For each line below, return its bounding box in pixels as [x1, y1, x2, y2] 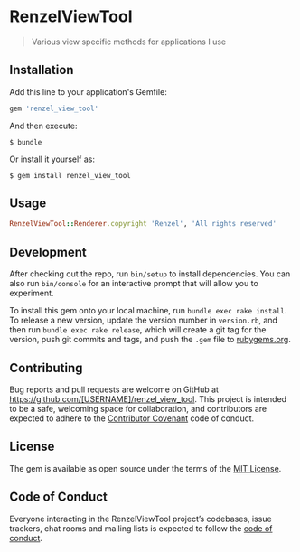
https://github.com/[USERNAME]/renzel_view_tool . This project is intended [9, 393, 287, 404]
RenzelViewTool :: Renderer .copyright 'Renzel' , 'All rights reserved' [9, 220, 277, 229]
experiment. [9, 287, 54, 299]
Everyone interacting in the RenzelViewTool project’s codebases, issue [9, 513, 273, 524]
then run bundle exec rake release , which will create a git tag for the [9, 324, 267, 335]
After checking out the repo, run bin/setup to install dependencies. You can [9, 268, 291, 279]
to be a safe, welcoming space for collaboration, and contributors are [9, 403, 267, 414]
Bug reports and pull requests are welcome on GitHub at [9, 384, 220, 395]
